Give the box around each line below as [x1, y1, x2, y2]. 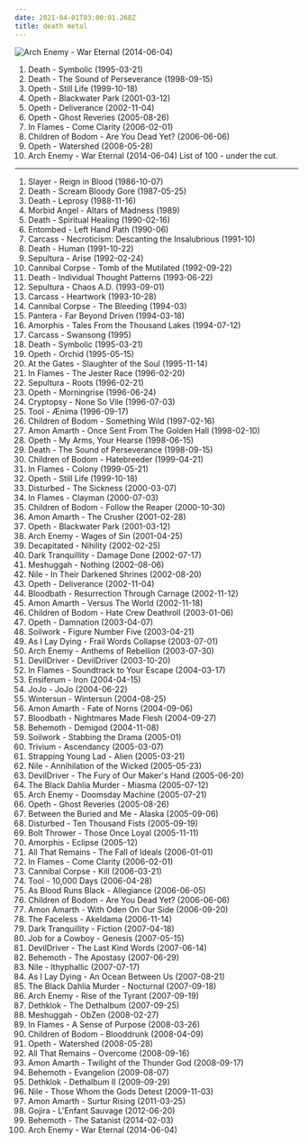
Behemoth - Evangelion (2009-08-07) [27, 1066, 169, 1077]
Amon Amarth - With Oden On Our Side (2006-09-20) [27, 903, 229, 915]
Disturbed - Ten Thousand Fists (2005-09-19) [27, 818, 199, 828]
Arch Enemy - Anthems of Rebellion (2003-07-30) [27, 645, 215, 656]
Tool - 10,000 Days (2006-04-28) [27, 875, 153, 886]
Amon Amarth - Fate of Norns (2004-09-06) [27, 702, 194, 713]
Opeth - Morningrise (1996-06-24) [27, 387, 157, 398]
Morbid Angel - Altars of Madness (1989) [27, 205, 181, 215]
